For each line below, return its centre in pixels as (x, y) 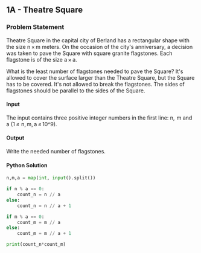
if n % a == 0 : (25, 189)
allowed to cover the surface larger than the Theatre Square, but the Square (101, 77)
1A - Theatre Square (45, 10)
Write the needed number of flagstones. (56, 152)
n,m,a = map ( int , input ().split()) (51, 178)
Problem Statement (35, 27)
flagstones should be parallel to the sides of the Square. (76, 91)
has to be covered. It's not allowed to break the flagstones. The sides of (96, 84)
